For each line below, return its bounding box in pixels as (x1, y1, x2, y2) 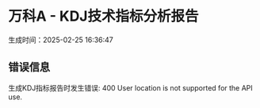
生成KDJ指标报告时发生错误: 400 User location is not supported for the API (8, 83, 254, 92)
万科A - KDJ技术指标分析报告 (8, 7, 199, 25)
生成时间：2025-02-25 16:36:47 (8, 35, 113, 44)
